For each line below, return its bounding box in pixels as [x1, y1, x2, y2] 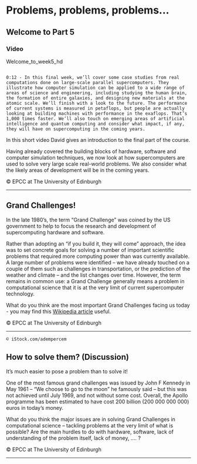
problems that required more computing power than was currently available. [6, 253, 190, 260]
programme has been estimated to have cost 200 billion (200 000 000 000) [6, 398, 189, 405]
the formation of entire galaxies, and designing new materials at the [6, 95, 185, 101]
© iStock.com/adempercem [6, 336, 67, 342]
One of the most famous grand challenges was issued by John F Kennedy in [6, 379, 191, 386]
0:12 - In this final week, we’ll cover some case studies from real [6, 74, 180, 80]
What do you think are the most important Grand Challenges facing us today [6, 301, 191, 309]
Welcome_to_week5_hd [6, 58, 63, 65]
